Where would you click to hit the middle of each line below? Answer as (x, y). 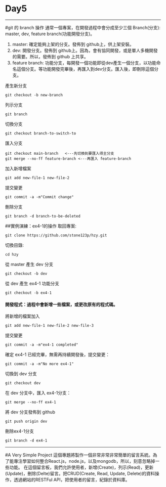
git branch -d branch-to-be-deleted (43, 216)
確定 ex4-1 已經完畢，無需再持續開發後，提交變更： (58, 354)
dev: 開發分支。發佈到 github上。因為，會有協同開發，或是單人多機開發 (85, 50)
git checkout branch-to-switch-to (41, 133)
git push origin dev (26, 421)
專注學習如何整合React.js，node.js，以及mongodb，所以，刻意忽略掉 (84, 461)
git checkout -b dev (26, 273)
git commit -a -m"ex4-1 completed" (42, 345)
